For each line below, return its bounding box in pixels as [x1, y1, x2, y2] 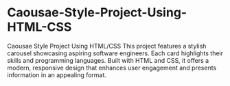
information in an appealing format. [7, 70, 106, 79]
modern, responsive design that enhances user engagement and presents [7, 63, 217, 72]
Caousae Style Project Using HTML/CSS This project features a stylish [7, 42, 207, 50]
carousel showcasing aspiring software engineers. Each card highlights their [7, 49, 224, 57]
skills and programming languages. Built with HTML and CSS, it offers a [7, 56, 209, 64]
